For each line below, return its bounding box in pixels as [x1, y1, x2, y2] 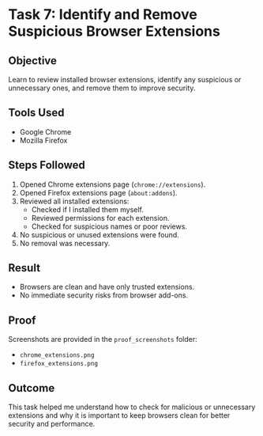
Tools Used [8, 106, 65, 119]
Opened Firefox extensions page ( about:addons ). [19, 188, 178, 197]
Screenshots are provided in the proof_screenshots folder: [8, 335, 197, 344]
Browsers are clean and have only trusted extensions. [19, 282, 195, 292]
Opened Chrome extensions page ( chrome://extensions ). [19, 180, 206, 189]
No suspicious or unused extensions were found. [19, 229, 179, 239]
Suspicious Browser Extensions [8, 22, 221, 40]
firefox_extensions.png [19, 360, 99, 368]
